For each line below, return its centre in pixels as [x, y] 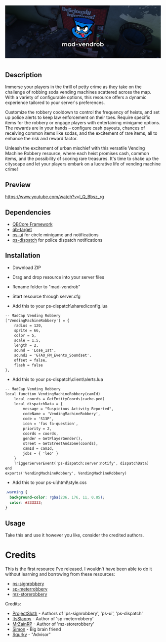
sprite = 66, [27, 330]
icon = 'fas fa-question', [51, 424]
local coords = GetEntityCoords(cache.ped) [60, 399]
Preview [18, 185]
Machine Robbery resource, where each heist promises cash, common [77, 154]
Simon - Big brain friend [37, 629]
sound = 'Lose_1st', [35, 350]
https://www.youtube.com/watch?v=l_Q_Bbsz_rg [55, 197]
